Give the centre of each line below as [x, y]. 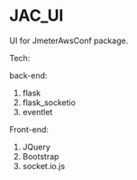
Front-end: [29, 129]
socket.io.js [44, 166]
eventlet [37, 112]
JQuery [37, 147]
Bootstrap [41, 156]
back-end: [28, 75]
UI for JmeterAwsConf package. [69, 40]
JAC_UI [37, 16]
